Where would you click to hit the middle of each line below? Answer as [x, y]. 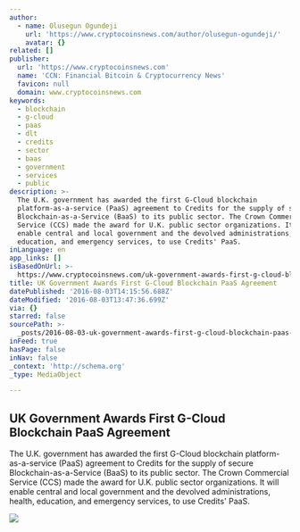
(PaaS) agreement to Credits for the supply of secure [156, 463]
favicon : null [43, 84]
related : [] [31, 51]
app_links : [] [36, 258]
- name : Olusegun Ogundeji [67, 26]
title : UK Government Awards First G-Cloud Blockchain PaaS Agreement [143, 283]
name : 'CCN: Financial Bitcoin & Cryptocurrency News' [121, 76]
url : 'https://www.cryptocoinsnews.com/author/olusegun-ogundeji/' [153, 34]
